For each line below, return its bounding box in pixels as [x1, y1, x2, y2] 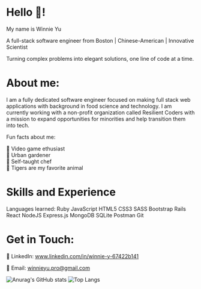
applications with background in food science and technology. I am [6, 102, 172, 110]
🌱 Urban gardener [6, 151, 51, 158]
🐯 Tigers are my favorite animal [6, 164, 83, 171]
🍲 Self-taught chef [6, 158, 52, 165]
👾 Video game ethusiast [6, 144, 65, 152]
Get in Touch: [6, 233, 74, 246]
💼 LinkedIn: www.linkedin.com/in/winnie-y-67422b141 [6, 252, 139, 259]
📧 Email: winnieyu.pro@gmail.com [6, 264, 90, 272]
